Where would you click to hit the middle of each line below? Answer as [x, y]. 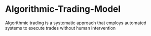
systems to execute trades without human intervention [60, 28]
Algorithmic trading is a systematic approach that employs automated [76, 23]
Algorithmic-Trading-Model [63, 9]
